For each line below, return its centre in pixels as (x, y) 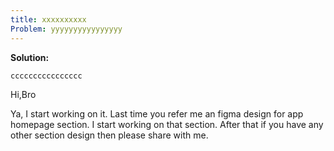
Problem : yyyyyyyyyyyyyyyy (66, 29)
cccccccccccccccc (46, 76)
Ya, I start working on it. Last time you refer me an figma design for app (157, 114)
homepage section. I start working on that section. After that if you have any (167, 125)
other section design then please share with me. (109, 135)
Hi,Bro (23, 95)
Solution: (30, 57)
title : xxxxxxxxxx (48, 19)
